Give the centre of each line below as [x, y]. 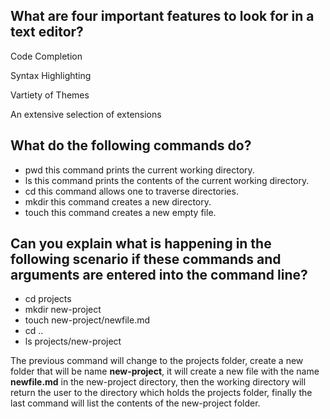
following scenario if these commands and [146, 259]
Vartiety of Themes [50, 95]
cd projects [48, 299]
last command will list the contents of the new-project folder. [135, 403]
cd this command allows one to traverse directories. [131, 191]
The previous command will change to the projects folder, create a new [157, 361]
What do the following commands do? [131, 145]
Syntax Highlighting [51, 75]
